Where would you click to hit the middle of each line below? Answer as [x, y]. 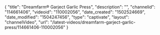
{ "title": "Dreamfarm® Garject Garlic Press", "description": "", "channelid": [80, 7]
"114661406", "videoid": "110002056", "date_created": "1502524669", [75, 12]
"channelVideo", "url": [27, 22]
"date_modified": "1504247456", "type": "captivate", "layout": [67, 17]
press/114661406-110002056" [35, 27]
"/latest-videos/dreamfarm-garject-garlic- [93, 22]
